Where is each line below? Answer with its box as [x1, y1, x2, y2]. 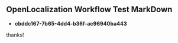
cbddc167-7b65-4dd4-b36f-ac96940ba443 [14, 20, 127, 27]
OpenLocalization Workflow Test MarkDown [6, 5, 173, 15]
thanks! [6, 31, 25, 38]
